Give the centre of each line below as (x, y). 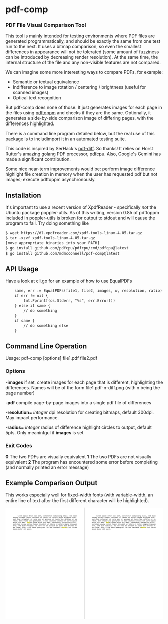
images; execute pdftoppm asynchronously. (51, 180)
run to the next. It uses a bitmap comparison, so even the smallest (73, 47)
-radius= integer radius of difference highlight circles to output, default (78, 427)
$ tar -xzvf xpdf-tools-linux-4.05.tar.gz (50, 238)
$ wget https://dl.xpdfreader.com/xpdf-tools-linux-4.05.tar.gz (74, 233)
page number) (20, 393)
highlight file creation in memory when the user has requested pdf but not (81, 174)
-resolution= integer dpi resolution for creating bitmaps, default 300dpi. (80, 412)
